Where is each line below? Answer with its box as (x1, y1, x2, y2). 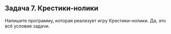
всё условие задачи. (5, 23, 50, 29)
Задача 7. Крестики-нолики (5, 4, 98, 13)
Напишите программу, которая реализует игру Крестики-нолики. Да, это (5, 17, 166, 23)
